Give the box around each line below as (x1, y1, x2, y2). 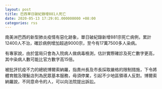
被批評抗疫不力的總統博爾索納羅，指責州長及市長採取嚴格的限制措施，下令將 (5, 67, 157, 73)
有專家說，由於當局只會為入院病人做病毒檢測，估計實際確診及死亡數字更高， (5, 51, 157, 56)
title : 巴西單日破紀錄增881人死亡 (5, 12, 67, 16)
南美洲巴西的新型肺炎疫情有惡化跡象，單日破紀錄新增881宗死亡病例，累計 (5, 34, 152, 40)
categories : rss (5, 20, 38, 25)
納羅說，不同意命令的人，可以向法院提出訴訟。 (5, 79, 98, 85)
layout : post (5, 7, 31, 12)
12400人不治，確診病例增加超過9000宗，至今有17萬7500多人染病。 (5, 40, 140, 46)
